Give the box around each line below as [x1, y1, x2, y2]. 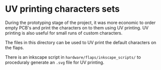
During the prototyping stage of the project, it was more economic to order [5, 20, 156, 25]
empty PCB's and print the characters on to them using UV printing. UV [5, 24, 149, 30]
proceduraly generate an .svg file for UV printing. [5, 59, 104, 65]
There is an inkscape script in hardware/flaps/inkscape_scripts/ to [5, 54, 141, 60]
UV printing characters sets [5, 3, 120, 15]
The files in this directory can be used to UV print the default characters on [5, 39, 157, 45]
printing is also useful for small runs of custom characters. [5, 30, 123, 36]
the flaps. [5, 45, 24, 50]
